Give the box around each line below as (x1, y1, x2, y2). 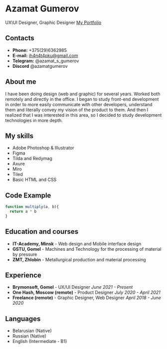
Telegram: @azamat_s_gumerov (12, 58, 79, 64)
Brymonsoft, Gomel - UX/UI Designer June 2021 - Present (12, 284, 133, 290)
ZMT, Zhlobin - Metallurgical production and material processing (12, 256, 146, 262)
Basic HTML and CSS (12, 176, 57, 182)
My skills (5, 132, 34, 140)
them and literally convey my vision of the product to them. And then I (5, 107, 149, 113)
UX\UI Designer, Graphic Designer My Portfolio (5, 19, 102, 25)
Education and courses (5, 227, 79, 236)
